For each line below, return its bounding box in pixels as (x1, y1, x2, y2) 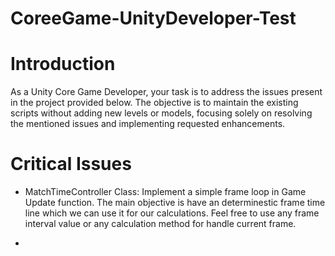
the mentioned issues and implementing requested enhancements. (10, 118, 286, 130)
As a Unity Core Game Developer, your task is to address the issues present (10, 86, 323, 98)
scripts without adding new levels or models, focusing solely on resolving (10, 107, 313, 119)
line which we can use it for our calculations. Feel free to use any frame (24, 207, 320, 219)
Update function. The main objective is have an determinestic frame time (24, 197, 326, 209)
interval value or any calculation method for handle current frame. (24, 218, 297, 230)
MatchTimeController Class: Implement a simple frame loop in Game (24, 186, 307, 198)
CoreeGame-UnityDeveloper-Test (10, 7, 297, 30)
